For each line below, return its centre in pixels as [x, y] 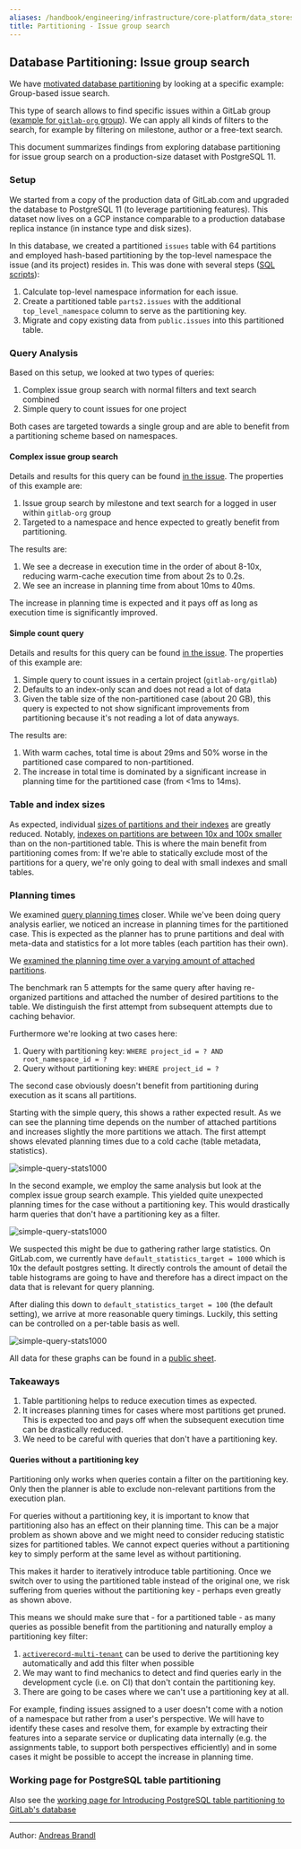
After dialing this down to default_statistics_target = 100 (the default [141, 1304]
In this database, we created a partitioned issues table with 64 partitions [143, 245]
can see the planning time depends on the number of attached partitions [143, 1121]
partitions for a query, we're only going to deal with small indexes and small [149, 862]
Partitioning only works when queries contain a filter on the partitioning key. [149, 1479]
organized [28, 997]
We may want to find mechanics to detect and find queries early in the [152, 1673]
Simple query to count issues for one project [104, 408]
